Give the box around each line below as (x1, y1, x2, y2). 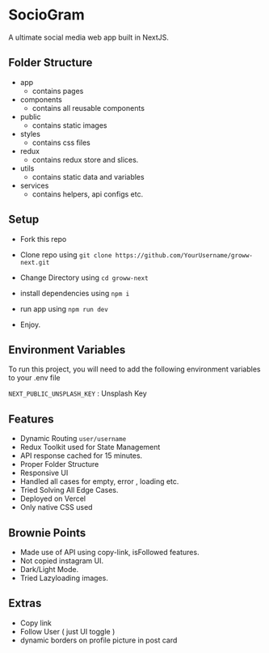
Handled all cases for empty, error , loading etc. (19, 477, 179, 486)
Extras (8, 596, 42, 610)
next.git (19, 258, 50, 266)
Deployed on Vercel (19, 494, 86, 503)
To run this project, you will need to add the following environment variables (8, 364, 261, 374)
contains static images (32, 120, 107, 130)
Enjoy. (19, 320, 41, 329)
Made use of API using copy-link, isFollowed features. (19, 548, 200, 557)
